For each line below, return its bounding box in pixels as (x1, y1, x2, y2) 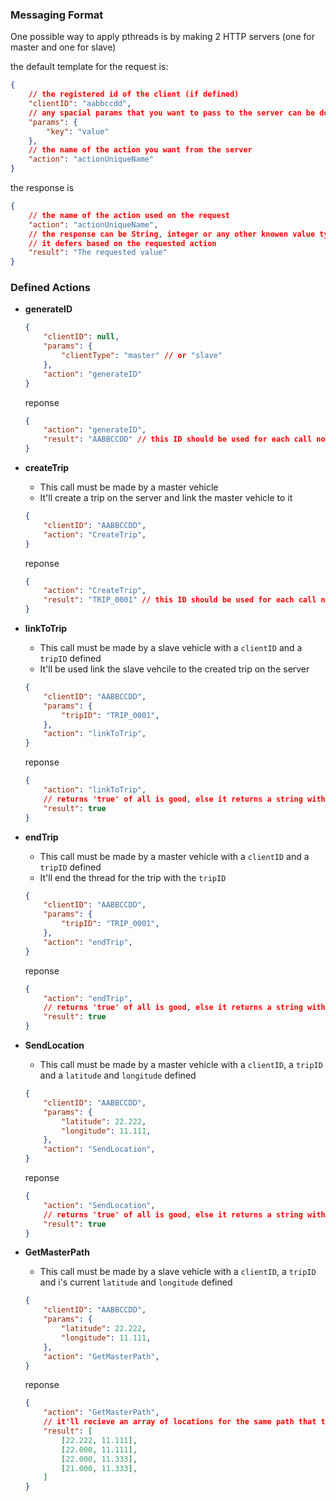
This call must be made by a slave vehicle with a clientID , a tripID (39, 1266, 317, 1278)
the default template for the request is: (10, 61, 169, 73)
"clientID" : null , (43, 332, 120, 342)
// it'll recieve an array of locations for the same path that (43, 1417, 317, 1427)
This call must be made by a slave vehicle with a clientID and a (39, 642, 303, 654)
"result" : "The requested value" (28, 248, 168, 258)
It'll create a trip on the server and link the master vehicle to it (39, 492, 293, 504)
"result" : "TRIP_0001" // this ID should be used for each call (43, 595, 317, 605)
